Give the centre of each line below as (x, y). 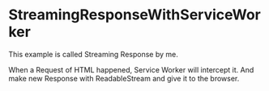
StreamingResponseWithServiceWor (135, 15)
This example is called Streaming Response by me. (93, 54)
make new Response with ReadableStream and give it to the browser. (124, 78)
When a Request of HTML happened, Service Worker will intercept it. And (131, 69)
